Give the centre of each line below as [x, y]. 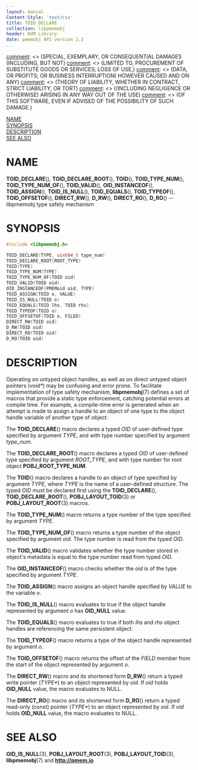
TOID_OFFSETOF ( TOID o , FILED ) [44, 316]
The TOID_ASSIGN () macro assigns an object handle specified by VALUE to [99, 586]
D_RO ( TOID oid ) [25, 339]
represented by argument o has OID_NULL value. [66, 610]
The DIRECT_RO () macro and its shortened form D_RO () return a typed [93, 700]
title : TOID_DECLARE [32, 23]
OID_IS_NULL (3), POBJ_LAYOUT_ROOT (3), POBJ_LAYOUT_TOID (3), [90, 754]
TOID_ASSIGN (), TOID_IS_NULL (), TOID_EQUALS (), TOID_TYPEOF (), [91, 191]
